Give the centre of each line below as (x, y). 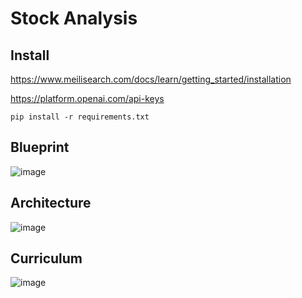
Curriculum (46, 258)
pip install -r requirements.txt (80, 117)
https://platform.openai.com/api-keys (87, 98)
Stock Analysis (74, 18)
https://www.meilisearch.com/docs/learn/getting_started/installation (151, 79)
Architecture (51, 203)
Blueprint (40, 147)
